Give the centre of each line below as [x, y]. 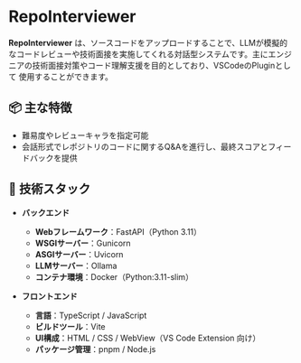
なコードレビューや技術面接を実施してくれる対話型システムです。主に [138, 54]
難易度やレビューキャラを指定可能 [85, 135]
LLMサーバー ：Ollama [76, 265]
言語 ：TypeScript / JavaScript [91, 315]
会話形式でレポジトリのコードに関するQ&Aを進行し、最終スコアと [145, 146]
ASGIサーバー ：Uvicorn [79, 254]
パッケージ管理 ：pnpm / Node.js [95, 349]
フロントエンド [49, 296]
